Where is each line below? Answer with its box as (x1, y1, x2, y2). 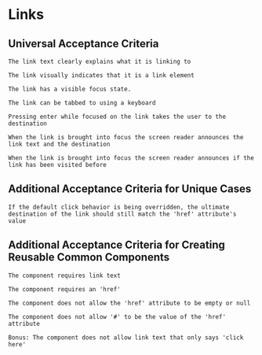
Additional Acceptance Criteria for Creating (8, 239, 225, 252)
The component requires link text (8, 272, 122, 279)
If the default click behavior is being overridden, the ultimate (8, 203, 230, 211)
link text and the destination (8, 140, 111, 148)
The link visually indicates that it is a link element (8, 72, 195, 80)
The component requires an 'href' (8, 285, 122, 293)
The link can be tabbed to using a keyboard (8, 99, 156, 107)
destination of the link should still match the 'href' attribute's (8, 210, 237, 218)
